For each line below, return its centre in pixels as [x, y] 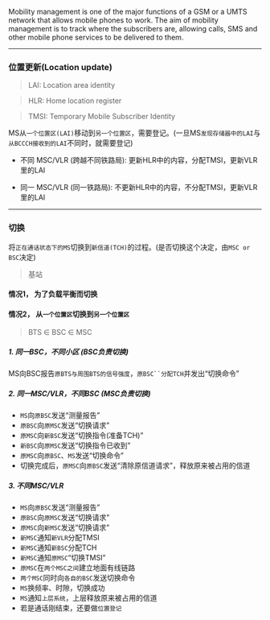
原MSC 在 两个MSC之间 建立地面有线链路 [78, 568]
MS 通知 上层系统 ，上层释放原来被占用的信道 [88, 598]
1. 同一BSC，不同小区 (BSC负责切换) [68, 351]
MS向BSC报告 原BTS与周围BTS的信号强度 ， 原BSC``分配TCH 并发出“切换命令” [124, 374]
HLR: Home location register [75, 101]
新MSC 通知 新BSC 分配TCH [58, 548]
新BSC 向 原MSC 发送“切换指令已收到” [75, 445]
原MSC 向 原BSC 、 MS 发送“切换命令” [72, 456]
